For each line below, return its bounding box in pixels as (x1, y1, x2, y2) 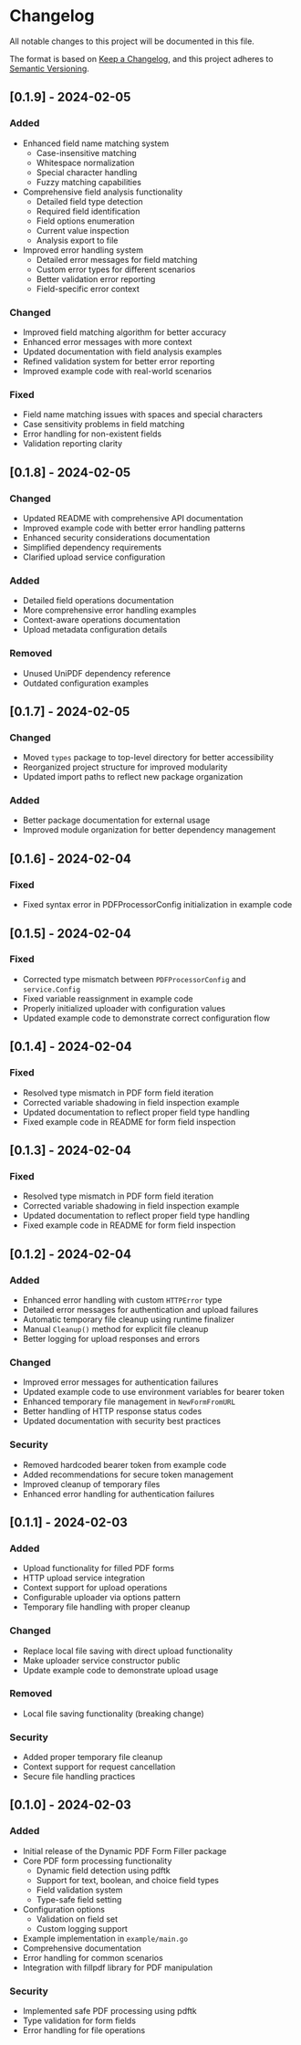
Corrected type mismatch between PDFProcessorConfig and (22, 973, 246, 984)
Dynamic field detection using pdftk (36, 1864, 171, 1876)
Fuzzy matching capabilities (36, 176, 141, 187)
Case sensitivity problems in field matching (22, 419, 185, 430)
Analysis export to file (36, 235, 119, 246)
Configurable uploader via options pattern (22, 1592, 181, 1603)
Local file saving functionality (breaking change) (22, 1708, 205, 1719)
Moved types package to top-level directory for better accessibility (22, 752, 274, 763)
